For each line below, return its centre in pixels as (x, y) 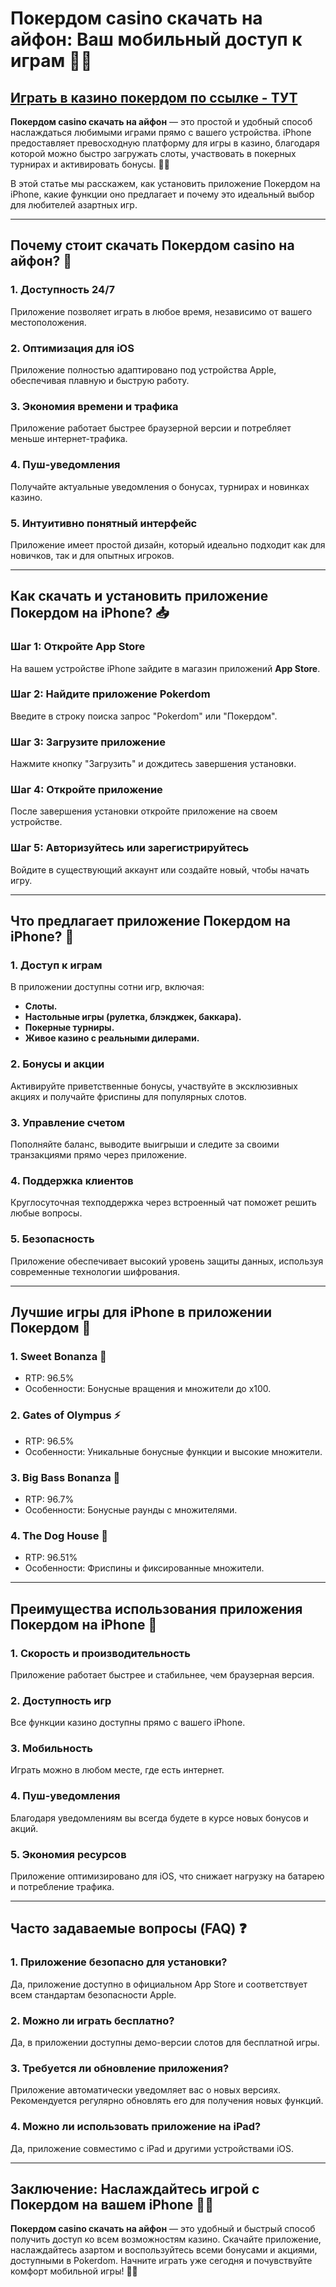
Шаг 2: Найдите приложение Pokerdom (110, 694)
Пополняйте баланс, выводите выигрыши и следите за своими (145, 1144)
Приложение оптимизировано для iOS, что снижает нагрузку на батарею (167, 1876)
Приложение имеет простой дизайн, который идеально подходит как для (168, 544)
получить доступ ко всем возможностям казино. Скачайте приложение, (166, 2239)
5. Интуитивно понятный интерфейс (104, 523)
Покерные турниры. (69, 1028)
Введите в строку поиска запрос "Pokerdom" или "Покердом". (144, 716)
